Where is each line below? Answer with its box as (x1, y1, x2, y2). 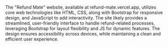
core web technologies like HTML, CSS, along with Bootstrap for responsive (5, 9, 163, 15)
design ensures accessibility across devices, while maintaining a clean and (5, 31, 161, 36)
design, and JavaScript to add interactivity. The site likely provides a (5, 15, 147, 20)
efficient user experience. (5, 36, 59, 42)
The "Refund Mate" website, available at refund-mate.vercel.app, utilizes (5, 4, 156, 10)
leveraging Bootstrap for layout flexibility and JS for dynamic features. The (5, 25, 160, 31)
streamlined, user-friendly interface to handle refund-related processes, (5, 20, 155, 26)
